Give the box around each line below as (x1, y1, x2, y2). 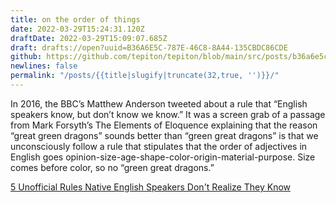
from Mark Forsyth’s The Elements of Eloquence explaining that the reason (10, 119, 318, 131)
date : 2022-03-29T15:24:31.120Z (10, 24, 145, 34)
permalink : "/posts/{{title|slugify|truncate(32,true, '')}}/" (10, 71, 280, 81)
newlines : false (10, 61, 78, 71)
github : (10, 52, 43, 62)
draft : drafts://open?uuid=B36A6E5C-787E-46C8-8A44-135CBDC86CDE (10, 42, 288, 53)
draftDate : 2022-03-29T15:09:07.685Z (10, 33, 168, 43)
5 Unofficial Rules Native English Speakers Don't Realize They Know (10, 181, 291, 193)
